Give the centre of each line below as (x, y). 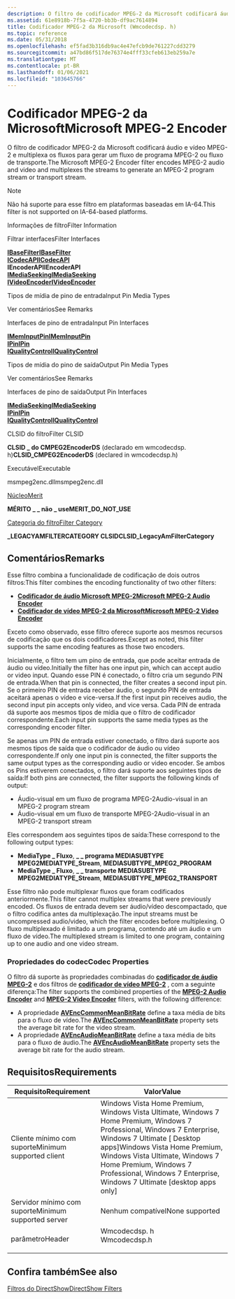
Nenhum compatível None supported (160, 1211)
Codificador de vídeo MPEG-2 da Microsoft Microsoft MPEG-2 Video (118, 611)
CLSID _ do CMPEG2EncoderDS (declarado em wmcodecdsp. (97, 448)
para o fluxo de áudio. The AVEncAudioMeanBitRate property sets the (119, 1042)
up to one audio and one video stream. (63, 944)
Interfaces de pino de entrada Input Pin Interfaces (78, 323)
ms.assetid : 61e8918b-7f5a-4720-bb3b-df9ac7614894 (83, 20)
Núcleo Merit (25, 496)
